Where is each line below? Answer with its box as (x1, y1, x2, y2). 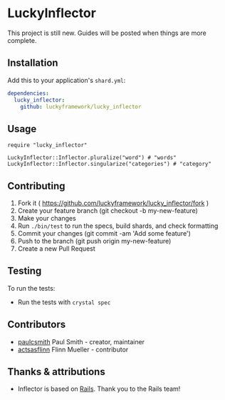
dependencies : (7, 89, 50, 97)
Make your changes (17, 214, 76, 222)
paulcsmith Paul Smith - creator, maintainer (17, 337, 145, 346)
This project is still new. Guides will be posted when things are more (7, 29, 206, 37)
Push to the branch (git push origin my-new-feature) (17, 237, 172, 245)
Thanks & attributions (7, 366, 105, 378)
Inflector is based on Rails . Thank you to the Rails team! (17, 384, 181, 394)
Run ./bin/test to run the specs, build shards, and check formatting (17, 221, 219, 230)
